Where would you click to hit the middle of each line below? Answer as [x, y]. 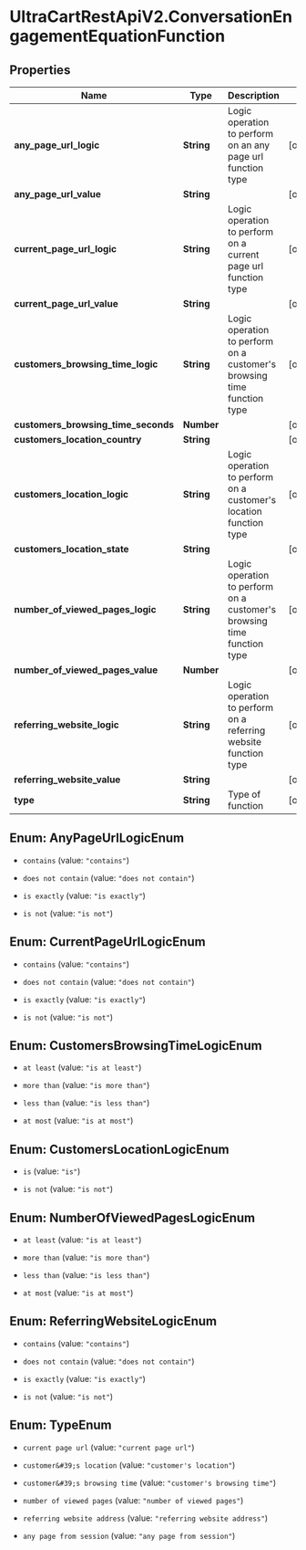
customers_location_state [71, 549]
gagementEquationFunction [117, 36]
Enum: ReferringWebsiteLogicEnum [113, 1321]
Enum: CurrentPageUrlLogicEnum [108, 942]
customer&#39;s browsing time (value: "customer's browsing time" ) [149, 1482]
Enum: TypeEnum [61, 1425]
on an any [249, 145]
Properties [40, 70]
